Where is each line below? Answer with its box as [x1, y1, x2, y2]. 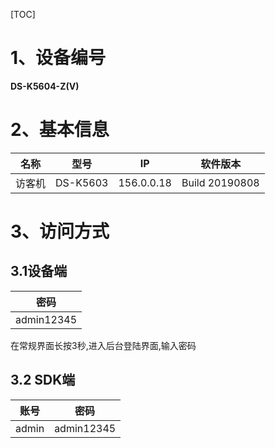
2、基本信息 [10, 119, 110, 141]
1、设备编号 [10, 47, 107, 69]
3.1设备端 [10, 263, 68, 280]
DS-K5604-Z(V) [10, 80, 80, 92]
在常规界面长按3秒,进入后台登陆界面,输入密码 [10, 339, 197, 351]
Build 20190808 [181, 175, 260, 189]
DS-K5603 [55, 175, 109, 189]
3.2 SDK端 [10, 372, 76, 389]
